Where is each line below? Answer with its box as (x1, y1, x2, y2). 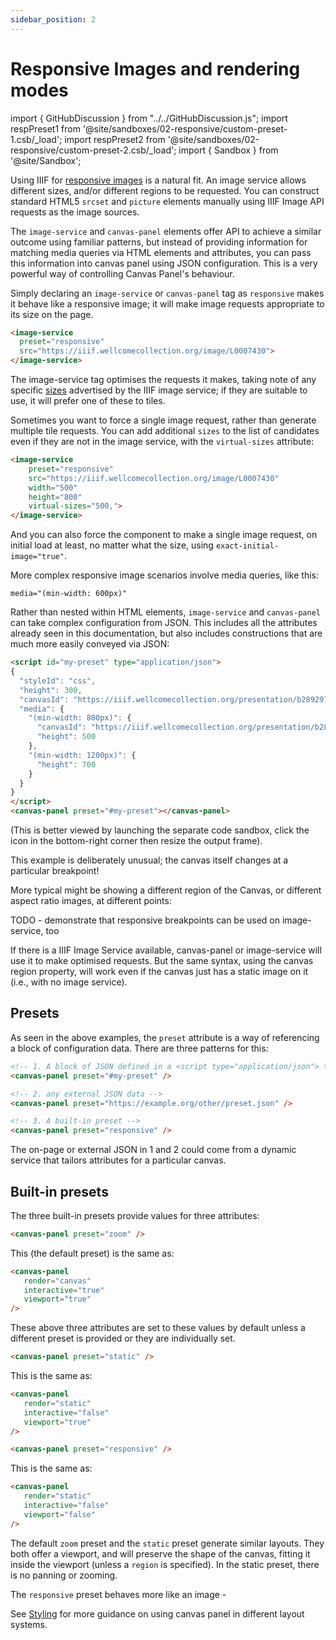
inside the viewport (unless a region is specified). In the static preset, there (10, 1558, 320, 1570)
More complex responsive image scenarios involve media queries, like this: (10, 569, 319, 581)
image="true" (10, 552, 65, 562)
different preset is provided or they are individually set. (10, 1332, 236, 1345)
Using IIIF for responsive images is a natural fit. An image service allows (10, 174, 307, 186)
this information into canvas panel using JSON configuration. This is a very (10, 257, 318, 269)
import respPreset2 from (64, 133, 166, 145)
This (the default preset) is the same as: (10, 1247, 175, 1259)
